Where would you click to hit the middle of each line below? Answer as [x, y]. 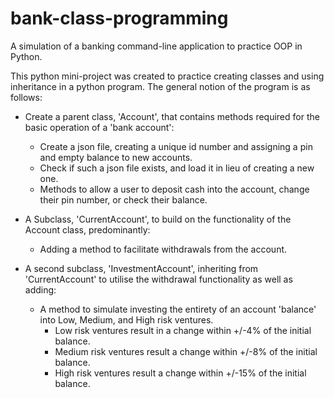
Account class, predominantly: [87, 229]
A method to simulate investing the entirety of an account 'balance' [178, 309]
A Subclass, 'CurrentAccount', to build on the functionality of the [158, 219]
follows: [26, 97]
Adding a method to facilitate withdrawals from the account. [163, 249]
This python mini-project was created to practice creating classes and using [167, 76]
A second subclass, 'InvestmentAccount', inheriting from [141, 268]
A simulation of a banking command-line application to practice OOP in [156, 46]
